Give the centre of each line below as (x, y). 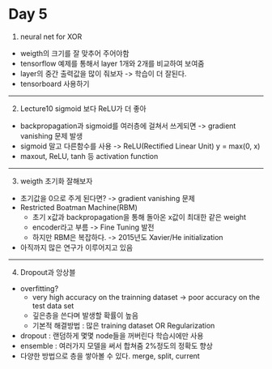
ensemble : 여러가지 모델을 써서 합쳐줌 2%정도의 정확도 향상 (116, 345)
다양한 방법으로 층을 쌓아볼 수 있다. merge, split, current (110, 356)
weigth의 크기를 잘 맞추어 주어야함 (74, 53)
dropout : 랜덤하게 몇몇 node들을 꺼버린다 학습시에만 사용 (112, 335)
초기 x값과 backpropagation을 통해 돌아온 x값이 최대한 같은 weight (139, 217)
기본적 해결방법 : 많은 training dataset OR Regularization (123, 325)
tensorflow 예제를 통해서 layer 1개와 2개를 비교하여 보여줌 (112, 63)
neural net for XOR (51, 36)
